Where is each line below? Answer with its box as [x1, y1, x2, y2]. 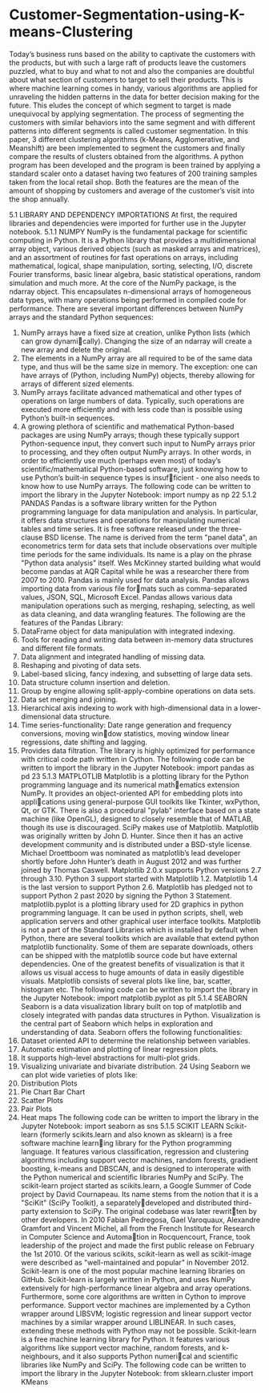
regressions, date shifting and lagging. [20, 737, 147, 747]
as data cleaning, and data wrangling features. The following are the [20, 609, 246, 619]
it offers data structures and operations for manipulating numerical [20, 515, 241, 525]
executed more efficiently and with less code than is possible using [20, 404, 243, 414]
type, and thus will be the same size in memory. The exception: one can [20, 361, 258, 371]
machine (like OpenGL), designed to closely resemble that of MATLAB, [20, 813, 254, 824]
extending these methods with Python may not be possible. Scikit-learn [20, 1326, 257, 1335]
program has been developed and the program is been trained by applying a [9, 160, 261, 169]
